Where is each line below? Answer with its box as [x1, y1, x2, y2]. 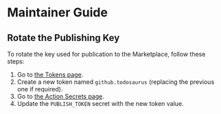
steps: [7, 57, 25, 66]
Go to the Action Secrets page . [16, 92, 105, 100]
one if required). [16, 85, 63, 93]
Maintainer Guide [7, 5, 108, 20]
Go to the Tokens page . [16, 70, 84, 79]
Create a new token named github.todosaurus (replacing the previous [16, 78, 215, 86]
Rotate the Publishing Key [7, 32, 120, 44]
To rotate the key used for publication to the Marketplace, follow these [7, 50, 206, 58]
